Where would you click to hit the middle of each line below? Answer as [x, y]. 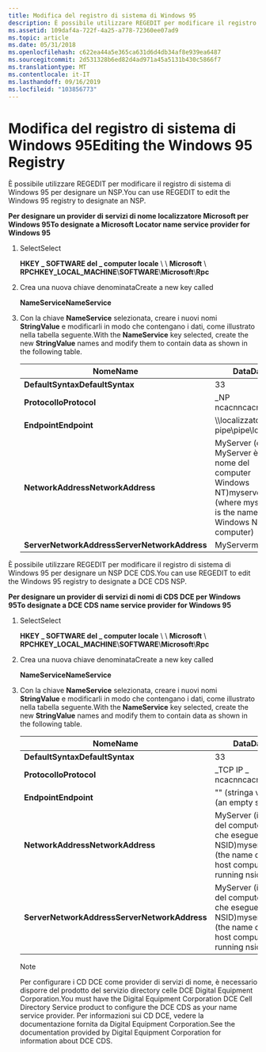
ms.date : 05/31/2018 [42, 45]
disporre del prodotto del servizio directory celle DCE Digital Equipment [136, 990]
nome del [232, 463]
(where [228, 502]
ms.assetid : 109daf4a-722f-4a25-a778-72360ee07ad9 [93, 30]
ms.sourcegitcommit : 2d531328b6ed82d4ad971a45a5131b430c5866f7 [115, 60]
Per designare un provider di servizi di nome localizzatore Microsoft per [129, 216]
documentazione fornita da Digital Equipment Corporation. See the [127, 1024]
